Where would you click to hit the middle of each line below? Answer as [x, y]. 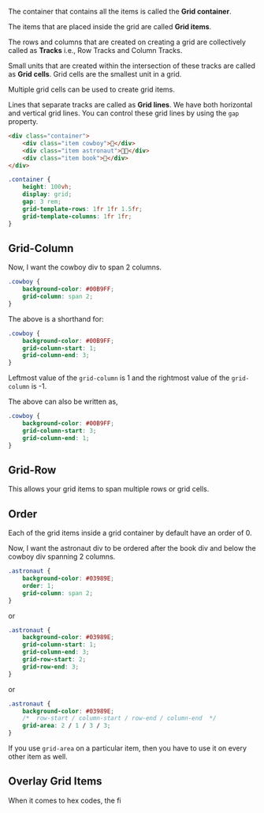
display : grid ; [47, 194]
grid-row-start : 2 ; [54, 660]
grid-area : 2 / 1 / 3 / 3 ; [67, 726]
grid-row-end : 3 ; [51, 667]
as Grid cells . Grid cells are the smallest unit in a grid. [95, 74]
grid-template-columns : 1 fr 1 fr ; [77, 216]
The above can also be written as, [63, 401]
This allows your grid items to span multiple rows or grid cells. [109, 489]
